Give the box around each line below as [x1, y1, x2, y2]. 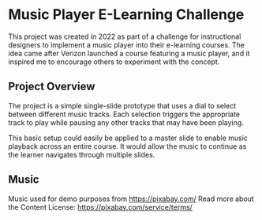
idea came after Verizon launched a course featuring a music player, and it [8, 48, 250, 58]
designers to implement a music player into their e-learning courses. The [8, 40, 245, 49]
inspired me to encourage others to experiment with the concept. [8, 57, 220, 66]
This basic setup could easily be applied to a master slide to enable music [8, 133, 249, 142]
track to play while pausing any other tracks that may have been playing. [8, 117, 245, 127]
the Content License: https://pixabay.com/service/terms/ [8, 202, 193, 211]
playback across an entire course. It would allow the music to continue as [8, 141, 247, 151]
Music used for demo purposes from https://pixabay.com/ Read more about [8, 194, 254, 203]
